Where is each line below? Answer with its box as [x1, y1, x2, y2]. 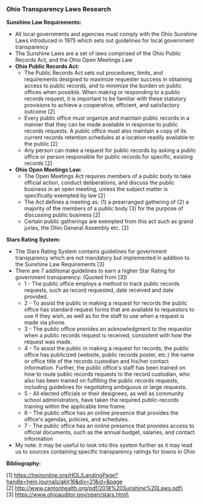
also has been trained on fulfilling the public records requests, [24, 377, 179, 384]
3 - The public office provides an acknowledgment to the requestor [24, 325, 192, 333]
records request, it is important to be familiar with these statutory [24, 95, 187, 102]
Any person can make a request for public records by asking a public [24, 147, 197, 154]
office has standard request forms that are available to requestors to [24, 306, 195, 313]
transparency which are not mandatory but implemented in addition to [15, 254, 190, 261]
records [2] [24, 160, 53, 167]
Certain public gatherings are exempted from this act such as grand [24, 218, 193, 225]
